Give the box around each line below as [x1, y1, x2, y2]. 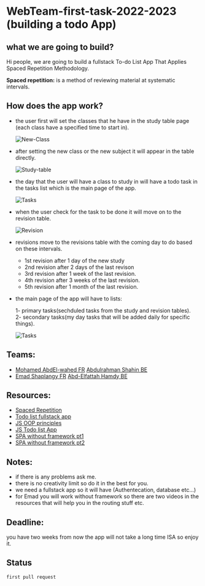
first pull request [6, 574, 56, 580]
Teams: [6, 350, 36, 360]
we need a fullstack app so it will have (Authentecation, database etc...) [15, 486, 196, 494]
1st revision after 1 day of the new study [24, 257, 125, 264]
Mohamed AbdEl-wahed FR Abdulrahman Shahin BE [15, 365, 148, 373]
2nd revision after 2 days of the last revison [24, 263, 134, 271]
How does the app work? [6, 101, 103, 111]
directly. [15, 154, 36, 161]
